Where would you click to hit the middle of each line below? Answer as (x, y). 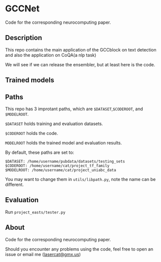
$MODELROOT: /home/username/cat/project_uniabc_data (61, 170)
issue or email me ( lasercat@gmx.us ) (43, 254)
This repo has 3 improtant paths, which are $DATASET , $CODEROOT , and (74, 109)
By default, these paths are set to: (40, 152)
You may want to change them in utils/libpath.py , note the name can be (80, 179)
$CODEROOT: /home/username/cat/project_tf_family (57, 166)
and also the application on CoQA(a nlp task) (51, 55)
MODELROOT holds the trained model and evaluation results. (64, 143)
